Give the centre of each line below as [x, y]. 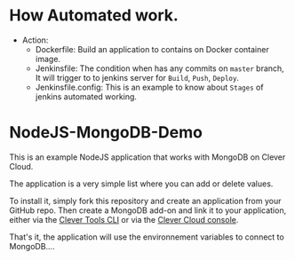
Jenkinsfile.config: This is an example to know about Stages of [149, 87]
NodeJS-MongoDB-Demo [106, 133]
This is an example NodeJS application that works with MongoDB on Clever [147, 157]
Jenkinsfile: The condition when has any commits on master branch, [159, 68]
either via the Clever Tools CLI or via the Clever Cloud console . [124, 219]
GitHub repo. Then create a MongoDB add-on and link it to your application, [148, 210]
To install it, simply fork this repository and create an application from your [145, 201]
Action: [35, 40]
